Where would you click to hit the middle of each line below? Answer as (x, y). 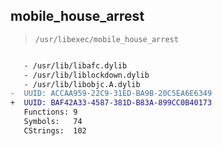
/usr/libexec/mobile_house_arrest (106, 39)
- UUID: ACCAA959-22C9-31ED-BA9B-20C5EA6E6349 (111, 94)
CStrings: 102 (55, 130)
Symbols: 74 (53, 122)
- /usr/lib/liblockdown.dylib (86, 75)
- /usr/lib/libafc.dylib (75, 65)
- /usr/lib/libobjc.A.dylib (82, 84)
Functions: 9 (50, 112)
